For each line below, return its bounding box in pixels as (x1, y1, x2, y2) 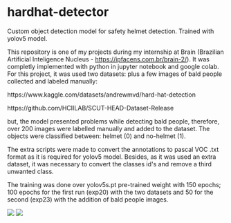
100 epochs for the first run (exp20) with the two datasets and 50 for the (7, 188, 214, 196)
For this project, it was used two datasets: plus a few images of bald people (7, 70, 223, 78)
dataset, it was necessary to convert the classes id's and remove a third (7, 159, 212, 168)
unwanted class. (7, 167, 54, 175)
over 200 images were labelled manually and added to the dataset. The (7, 124, 210, 133)
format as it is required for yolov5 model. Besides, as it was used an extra (7, 153, 216, 161)
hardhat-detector (7, 4, 109, 20)
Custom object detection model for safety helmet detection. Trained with (7, 27, 214, 35)
